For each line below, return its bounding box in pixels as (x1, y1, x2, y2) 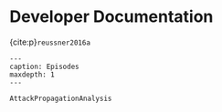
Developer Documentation (9, 6, 214, 27)
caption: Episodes (9, 62, 79, 71)
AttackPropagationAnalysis (9, 94, 112, 103)
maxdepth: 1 (9, 70, 55, 79)
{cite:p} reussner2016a (9, 36, 91, 47)
